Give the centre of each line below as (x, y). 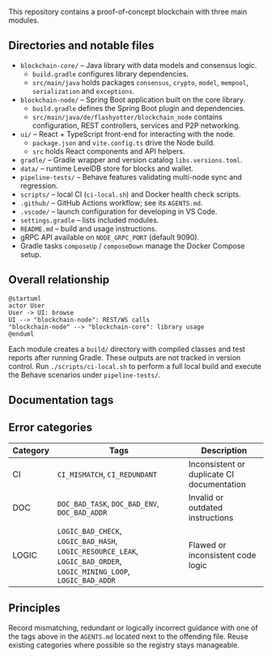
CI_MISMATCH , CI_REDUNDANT (107, 474)
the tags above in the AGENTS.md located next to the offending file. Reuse (128, 636)
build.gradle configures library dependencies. (110, 74)
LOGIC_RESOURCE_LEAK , (98, 551)
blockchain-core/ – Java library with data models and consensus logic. (138, 65)
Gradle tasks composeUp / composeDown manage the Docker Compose (132, 245)
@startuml (25, 299)
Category (31, 450)
